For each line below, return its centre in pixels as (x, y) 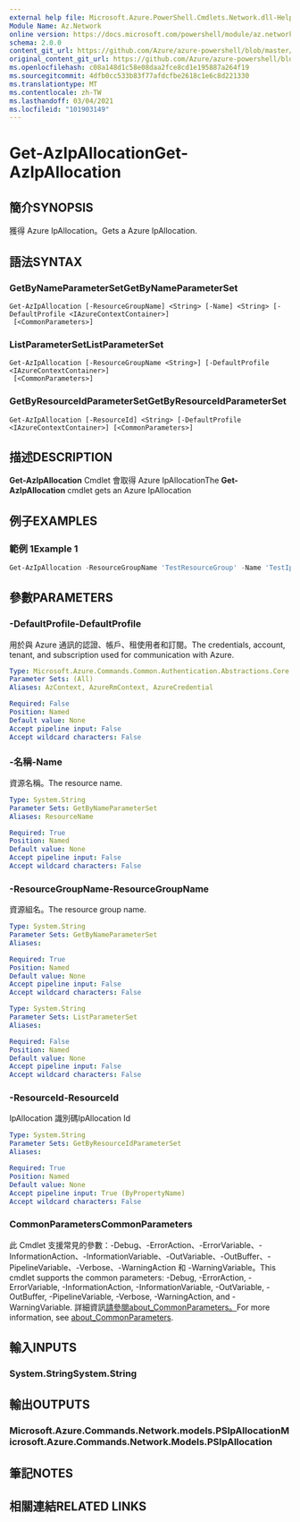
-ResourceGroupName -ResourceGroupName (109, 889)
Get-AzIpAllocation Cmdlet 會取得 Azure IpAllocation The (114, 481)
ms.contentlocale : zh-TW (55, 92)
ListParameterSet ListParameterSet (87, 344)
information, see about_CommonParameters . (92, 1317)
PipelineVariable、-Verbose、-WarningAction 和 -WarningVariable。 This (143, 1267)
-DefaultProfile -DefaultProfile (75, 624)
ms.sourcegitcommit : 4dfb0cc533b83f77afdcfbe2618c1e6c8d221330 (129, 76)
